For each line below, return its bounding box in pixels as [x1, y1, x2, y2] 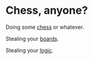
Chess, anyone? [5, 4, 88, 17]
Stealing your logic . [5, 46, 54, 54]
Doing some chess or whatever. [5, 23, 84, 31]
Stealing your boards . [5, 35, 59, 42]
